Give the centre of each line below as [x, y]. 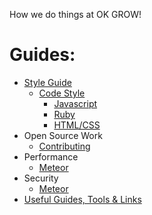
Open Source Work [63, 135]
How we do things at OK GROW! [75, 14]
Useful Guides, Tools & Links [82, 199]
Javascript [75, 103]
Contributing [64, 146]
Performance [51, 156]
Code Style [62, 93]
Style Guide [47, 82]
